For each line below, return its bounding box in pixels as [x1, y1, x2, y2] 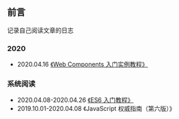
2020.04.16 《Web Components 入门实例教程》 [17, 61, 148, 69]
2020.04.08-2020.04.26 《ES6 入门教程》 [17, 96, 134, 105]
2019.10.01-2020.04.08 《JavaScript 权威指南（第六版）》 [17, 105, 176, 113]
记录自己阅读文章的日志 [7, 26, 74, 34]
